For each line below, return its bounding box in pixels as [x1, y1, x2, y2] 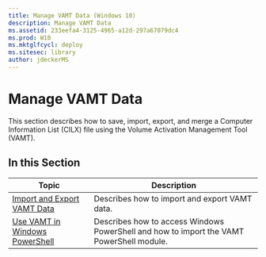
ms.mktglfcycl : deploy [8, 41, 83, 49]
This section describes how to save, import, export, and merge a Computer [8, 116, 253, 125]
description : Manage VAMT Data [8, 19, 112, 27]
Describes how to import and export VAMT [93, 193, 253, 204]
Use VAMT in [12, 216, 61, 227]
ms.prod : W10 [8, 33, 51, 42]
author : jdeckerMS [8, 56, 69, 64]
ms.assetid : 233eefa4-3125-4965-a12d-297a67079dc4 [8, 26, 179, 34]
